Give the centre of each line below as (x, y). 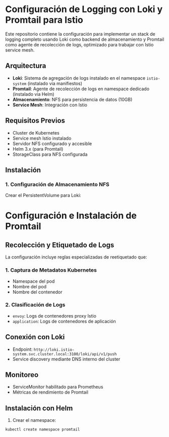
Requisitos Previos (35, 121)
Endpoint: (22, 349)
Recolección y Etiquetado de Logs (60, 245)
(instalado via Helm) (33, 94)
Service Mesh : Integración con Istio (50, 105)
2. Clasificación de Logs (35, 305)
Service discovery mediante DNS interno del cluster (66, 359)
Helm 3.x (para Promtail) (38, 149)
